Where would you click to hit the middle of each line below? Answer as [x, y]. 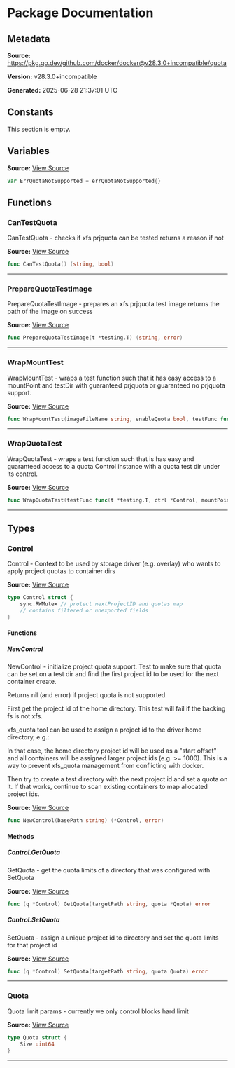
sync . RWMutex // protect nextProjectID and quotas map [101, 604]
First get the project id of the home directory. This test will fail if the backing [116, 708]
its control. [23, 474]
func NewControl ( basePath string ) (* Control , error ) [86, 821]
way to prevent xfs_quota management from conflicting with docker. [106, 766]
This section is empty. [39, 129]
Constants [30, 112]
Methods [21, 836]
